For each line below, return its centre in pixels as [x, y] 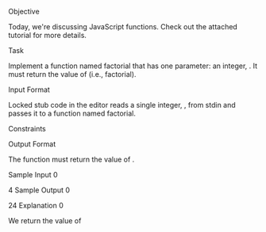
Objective [24, 11]
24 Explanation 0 [36, 205]
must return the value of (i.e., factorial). [72, 74]
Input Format [29, 89]
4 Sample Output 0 [39, 190]
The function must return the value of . [71, 159]
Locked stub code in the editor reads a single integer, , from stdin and [122, 105]
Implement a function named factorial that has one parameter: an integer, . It [133, 66]
